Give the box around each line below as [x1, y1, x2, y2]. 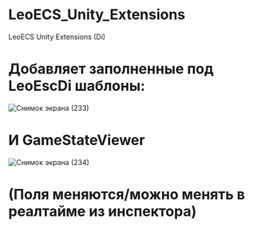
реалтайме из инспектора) [8, 202, 197, 220]
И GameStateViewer [8, 132, 145, 149]
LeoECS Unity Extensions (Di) [8, 32, 106, 41]
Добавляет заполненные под [8, 60, 214, 78]
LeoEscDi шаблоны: [8, 77, 146, 95]
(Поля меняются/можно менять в [8, 186, 246, 203]
